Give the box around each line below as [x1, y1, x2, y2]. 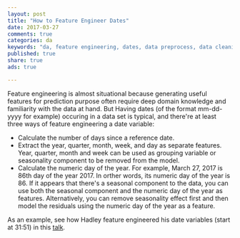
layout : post [7, 10, 46, 18]
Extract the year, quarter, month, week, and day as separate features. [17, 140, 222, 150]
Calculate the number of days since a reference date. [17, 133, 175, 142]
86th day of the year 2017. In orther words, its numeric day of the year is [17, 171, 231, 180]
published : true [7, 51, 56, 58]
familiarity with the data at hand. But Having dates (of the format [7, 104, 196, 113]
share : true [7, 57, 43, 64]
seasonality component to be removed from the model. [17, 156, 180, 165]
